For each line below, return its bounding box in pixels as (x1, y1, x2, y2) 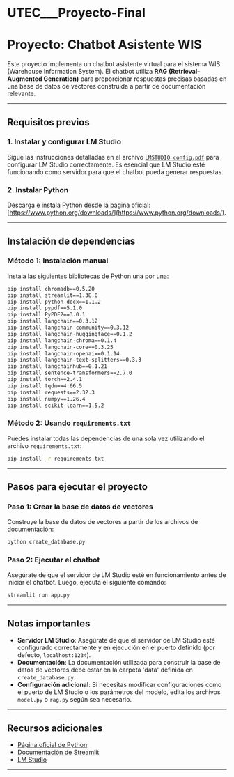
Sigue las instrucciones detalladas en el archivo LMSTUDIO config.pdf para (7, 153, 219, 161)
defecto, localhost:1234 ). (17, 651, 91, 659)
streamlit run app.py (7, 592, 70, 599)
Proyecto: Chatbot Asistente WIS (7, 37, 202, 53)
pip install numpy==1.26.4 (7, 395, 86, 402)
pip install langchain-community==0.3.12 (7, 324, 130, 332)
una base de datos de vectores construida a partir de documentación (7, 82, 206, 91)
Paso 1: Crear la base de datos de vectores (7, 502, 153, 511)
